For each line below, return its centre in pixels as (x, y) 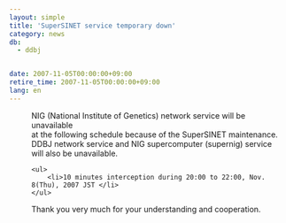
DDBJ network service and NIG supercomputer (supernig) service (152, 143)
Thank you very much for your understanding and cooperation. (146, 209)
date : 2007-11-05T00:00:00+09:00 (71, 74)
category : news (37, 34)
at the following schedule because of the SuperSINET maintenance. (155, 135)
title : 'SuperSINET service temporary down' (93, 26)
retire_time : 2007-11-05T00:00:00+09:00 (85, 82)
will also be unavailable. (74, 153)
